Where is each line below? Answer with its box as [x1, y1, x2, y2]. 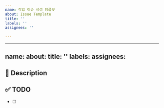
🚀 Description [5, 69, 47, 77]
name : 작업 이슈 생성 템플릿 [5, 7, 55, 12]
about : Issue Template [5, 12, 51, 17]
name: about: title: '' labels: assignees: [5, 52, 126, 61]
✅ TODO [5, 86, 31, 94]
